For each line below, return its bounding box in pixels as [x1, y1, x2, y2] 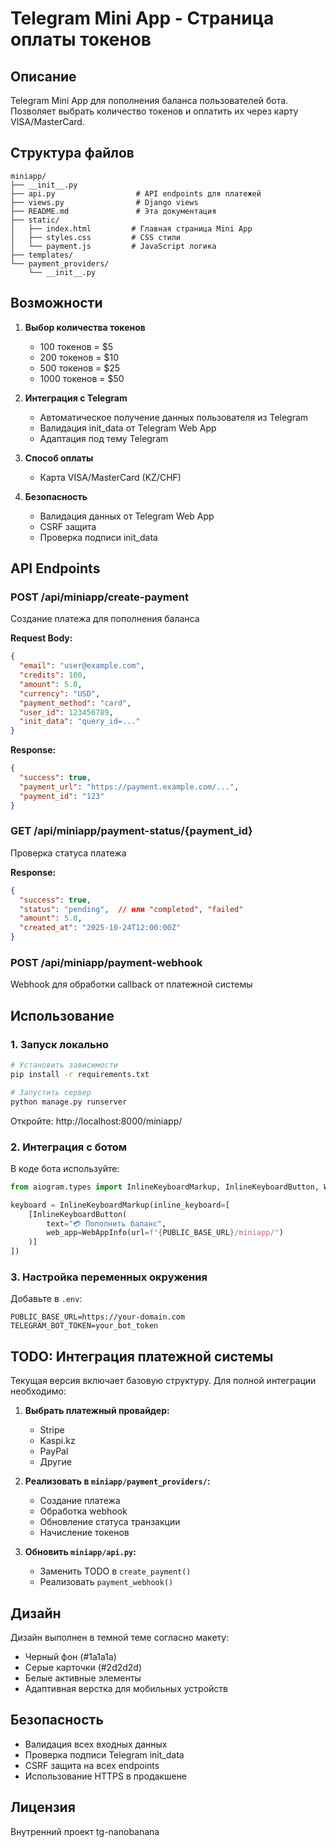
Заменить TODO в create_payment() [39, 1565, 192, 1577]
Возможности [10, 295, 103, 312]
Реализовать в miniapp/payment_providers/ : [24, 1475, 211, 1487]
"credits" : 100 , [19, 670, 87, 681]
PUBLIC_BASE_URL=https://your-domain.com [10, 1312, 186, 1322]
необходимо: [10, 1385, 67, 1397]
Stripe [39, 1424, 65, 1436]
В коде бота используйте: [10, 1162, 120, 1174]
